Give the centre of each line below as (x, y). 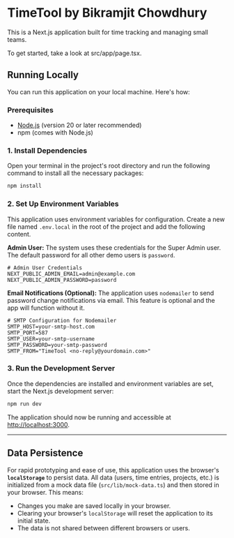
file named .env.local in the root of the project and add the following (106, 226)
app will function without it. (46, 308)
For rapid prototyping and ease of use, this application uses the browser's (113, 470)
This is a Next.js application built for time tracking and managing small (108, 32)
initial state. (34, 521)
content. (19, 234)
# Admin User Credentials (45, 268)
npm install (24, 186)
